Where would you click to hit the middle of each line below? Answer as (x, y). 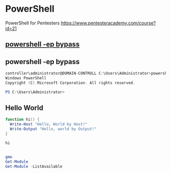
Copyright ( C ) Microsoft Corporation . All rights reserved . (70, 83)
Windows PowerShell (26, 78)
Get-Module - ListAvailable (34, 166)
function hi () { (22, 120)
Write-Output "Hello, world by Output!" (53, 129)
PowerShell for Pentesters (33, 23)
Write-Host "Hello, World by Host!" (49, 124)
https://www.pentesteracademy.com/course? (108, 23)
